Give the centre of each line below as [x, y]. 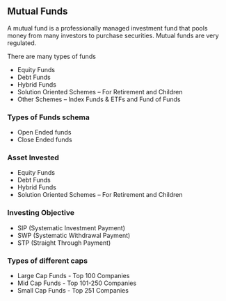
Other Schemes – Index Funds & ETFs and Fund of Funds [99, 99]
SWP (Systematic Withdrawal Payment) [74, 235]
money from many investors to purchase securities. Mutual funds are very [113, 35]
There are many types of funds [51, 56]
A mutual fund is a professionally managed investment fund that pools [107, 28]
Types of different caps [48, 261]
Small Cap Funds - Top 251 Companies [73, 290]
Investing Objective [41, 213]
